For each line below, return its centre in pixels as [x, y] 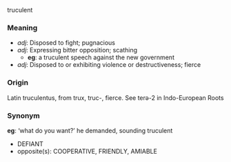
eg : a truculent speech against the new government [101, 57]
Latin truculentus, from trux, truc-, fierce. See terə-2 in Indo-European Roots [115, 98]
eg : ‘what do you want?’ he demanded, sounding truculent [90, 130]
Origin [18, 83]
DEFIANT [30, 143]
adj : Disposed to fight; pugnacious [66, 43]
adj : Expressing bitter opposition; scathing [77, 50]
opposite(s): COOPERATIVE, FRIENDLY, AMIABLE [87, 151]
